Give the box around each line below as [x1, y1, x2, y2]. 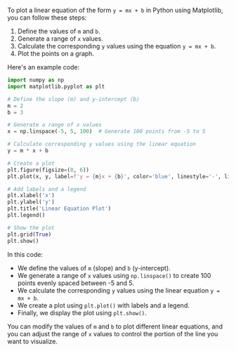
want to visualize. [7, 337, 58, 345]
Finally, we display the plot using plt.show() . [17, 308, 147, 317]
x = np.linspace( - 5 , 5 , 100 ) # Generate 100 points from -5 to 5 [7, 128, 206, 135]
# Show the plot [7, 224, 55, 231]
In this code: [7, 250, 44, 258]
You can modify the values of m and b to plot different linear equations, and [7, 322, 223, 331]
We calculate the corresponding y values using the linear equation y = [17, 286, 220, 294]
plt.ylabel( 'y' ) [7, 199, 55, 206]
